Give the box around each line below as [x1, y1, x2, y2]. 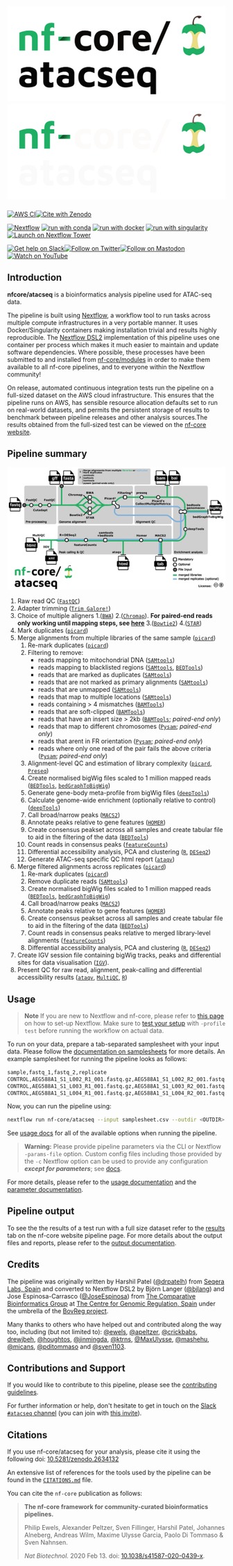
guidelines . [7, 1388, 39, 1397]
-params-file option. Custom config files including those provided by [24, 1150, 222, 1158]
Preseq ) [27, 767, 49, 775]
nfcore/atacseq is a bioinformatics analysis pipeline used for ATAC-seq [7, 290, 212, 299]
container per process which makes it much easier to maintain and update [7, 340, 219, 349]
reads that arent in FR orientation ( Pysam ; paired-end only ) [37, 737, 203, 745]
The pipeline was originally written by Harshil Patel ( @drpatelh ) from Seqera [7, 1277, 225, 1285]
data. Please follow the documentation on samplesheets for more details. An [7, 1047, 225, 1056]
